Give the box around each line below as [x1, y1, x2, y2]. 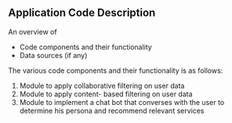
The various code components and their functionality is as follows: [8, 66, 223, 75]
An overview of [8, 27, 57, 36]
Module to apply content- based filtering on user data [19, 89, 194, 99]
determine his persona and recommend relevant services [19, 106, 205, 115]
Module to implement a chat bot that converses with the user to [19, 97, 225, 107]
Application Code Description [8, 6, 156, 20]
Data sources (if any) [19, 50, 88, 60]
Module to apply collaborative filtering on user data [19, 81, 185, 90]
